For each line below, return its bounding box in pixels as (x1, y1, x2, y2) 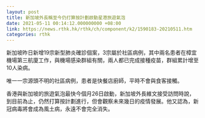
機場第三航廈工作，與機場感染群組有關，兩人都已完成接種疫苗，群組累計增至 (6, 57, 199, 64)
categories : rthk (6, 32, 51, 38)
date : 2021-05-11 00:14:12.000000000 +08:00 (6, 20, 121, 26)
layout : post (6, 9, 40, 15)
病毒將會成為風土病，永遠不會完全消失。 (11, 105, 113, 113)
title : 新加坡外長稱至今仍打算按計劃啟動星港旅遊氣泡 (6, 15, 126, 21)
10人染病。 (6, 64, 34, 72)
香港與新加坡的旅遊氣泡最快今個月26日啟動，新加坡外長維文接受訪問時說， (6, 90, 195, 97)
